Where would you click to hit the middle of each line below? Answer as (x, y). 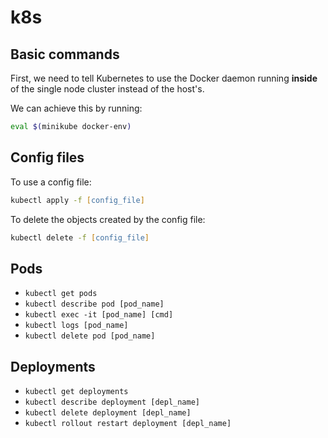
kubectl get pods (61, 294)
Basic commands (65, 54)
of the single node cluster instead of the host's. (107, 89)
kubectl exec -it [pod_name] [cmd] (99, 315)
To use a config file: (51, 182)
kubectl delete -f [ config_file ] (80, 237)
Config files (47, 157)
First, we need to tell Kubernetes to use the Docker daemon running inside (164, 78)
